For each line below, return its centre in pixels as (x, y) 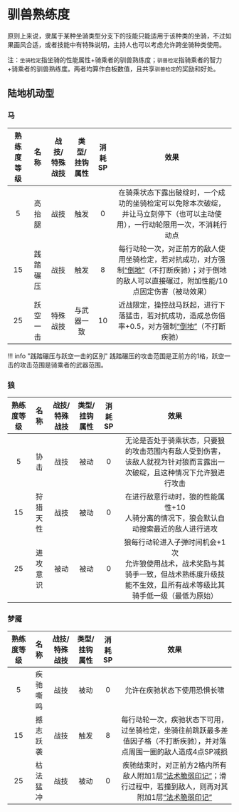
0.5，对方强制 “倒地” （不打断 (178, 326)
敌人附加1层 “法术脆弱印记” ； (171, 776)
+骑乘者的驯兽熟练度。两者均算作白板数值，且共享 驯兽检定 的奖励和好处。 (113, 68)
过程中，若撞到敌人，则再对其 (178, 787)
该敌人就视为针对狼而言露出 (171, 462)
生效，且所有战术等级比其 (182, 584)
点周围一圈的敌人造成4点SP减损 (175, 752)
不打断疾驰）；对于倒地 (189, 270)
